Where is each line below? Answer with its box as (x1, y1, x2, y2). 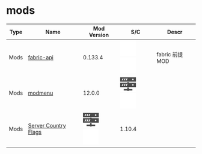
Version (89, 31, 109, 39)
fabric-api (28, 54, 54, 61)
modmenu (28, 89, 54, 96)
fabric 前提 (156, 51, 183, 58)
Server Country (28, 122, 66, 129)
